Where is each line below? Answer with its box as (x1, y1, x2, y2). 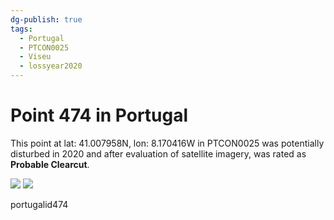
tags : (10, 24, 33, 34)
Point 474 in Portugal (10, 104, 189, 127)
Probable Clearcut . (10, 158, 90, 170)
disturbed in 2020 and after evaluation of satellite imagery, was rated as (10, 147, 307, 160)
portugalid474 (10, 198, 69, 210)
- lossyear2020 (19, 61, 83, 71)
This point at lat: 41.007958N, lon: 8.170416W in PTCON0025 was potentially (10, 137, 325, 149)
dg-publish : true (10, 14, 83, 25)
